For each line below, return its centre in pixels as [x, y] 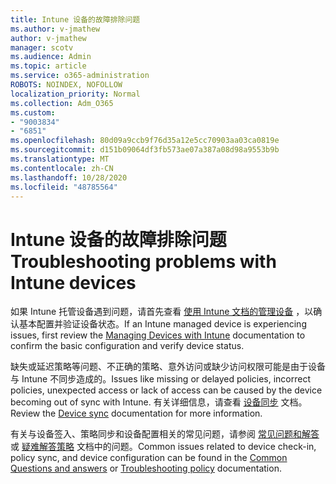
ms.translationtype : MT [60, 159]
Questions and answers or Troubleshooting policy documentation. [146, 468]
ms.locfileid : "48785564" [64, 187]
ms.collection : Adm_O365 [62, 103]
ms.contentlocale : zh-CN [62, 168]
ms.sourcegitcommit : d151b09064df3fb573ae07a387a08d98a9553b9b [145, 150]
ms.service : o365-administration [80, 76]
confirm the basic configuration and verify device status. [127, 346]
